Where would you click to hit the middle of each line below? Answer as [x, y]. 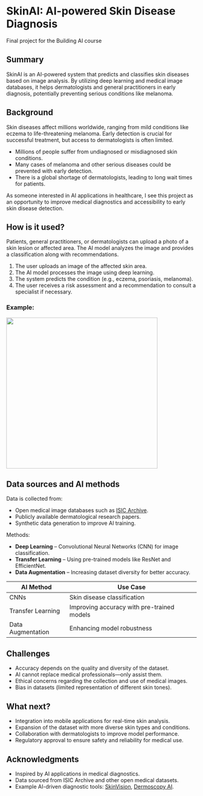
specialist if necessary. [43, 292]
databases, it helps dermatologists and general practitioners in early [91, 87]
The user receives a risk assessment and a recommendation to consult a [105, 286]
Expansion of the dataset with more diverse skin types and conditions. [102, 727]
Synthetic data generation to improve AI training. [75, 523]
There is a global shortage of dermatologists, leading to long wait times [104, 177]
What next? [28, 706]
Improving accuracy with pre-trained [122, 607]
